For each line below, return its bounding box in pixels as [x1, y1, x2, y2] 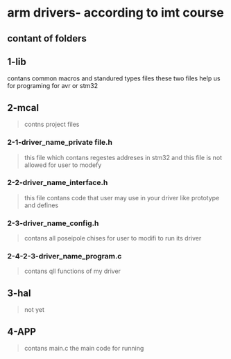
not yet [24, 306, 45, 314]
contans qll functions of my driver [24, 267, 121, 275]
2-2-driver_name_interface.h [7, 178, 108, 188]
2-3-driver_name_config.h [7, 218, 99, 228]
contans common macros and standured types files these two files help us [7, 74, 221, 82]
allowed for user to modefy [24, 161, 102, 169]
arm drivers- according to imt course [7, 5, 224, 21]
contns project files [24, 120, 80, 129]
